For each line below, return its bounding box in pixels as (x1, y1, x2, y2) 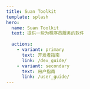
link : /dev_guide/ (21, 57, 67, 63)
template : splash (6, 14, 49, 20)
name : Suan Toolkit (11, 25, 59, 31)
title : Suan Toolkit (6, 8, 57, 15)
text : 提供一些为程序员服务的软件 (11, 30, 84, 36)
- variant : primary (16, 47, 65, 53)
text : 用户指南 (21, 69, 56, 74)
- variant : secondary (16, 63, 69, 69)
